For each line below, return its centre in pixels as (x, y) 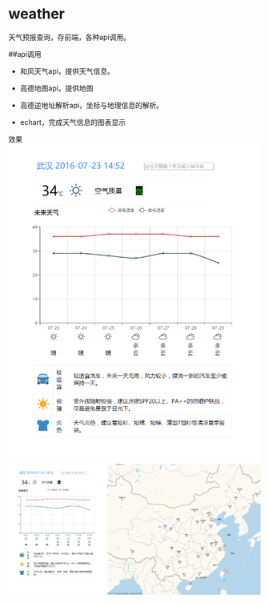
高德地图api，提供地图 (56, 88)
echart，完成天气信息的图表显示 (73, 122)
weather (37, 14)
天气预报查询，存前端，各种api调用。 (69, 37)
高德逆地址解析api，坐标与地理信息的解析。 (92, 105)
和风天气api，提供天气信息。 (67, 71)
